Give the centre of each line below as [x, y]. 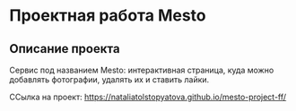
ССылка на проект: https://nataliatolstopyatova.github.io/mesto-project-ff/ [148, 97]
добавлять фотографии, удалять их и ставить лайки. [109, 80]
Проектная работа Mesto [108, 16]
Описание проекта [65, 49]
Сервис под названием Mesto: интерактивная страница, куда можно [142, 70]
